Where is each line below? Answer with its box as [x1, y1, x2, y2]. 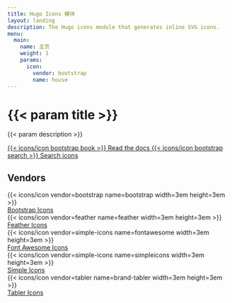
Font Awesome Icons [7, 244, 69, 252]
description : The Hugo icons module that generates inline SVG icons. [7, 23, 220, 30]
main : [13, 37, 30, 44]
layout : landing [7, 17, 55, 24]
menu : [7, 30, 23, 38]
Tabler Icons [7, 288, 44, 297]
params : [20, 57, 42, 64]
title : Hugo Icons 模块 [7, 10, 76, 18]
